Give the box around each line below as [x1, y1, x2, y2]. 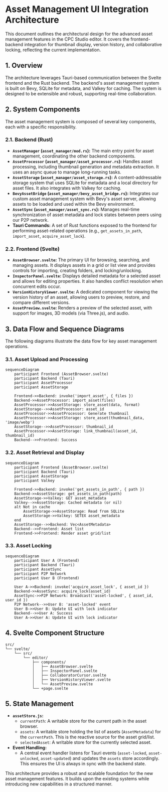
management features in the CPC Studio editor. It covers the [5, 36, 129, 42]
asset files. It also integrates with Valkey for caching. [12, 185, 121, 191]
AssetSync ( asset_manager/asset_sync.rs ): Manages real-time [12, 206, 140, 212]
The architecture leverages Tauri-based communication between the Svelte [5, 74, 161, 81]
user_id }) [5, 597, 28, 602]
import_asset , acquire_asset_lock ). [12, 233, 86, 239]
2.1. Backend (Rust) [5, 136, 53, 143]
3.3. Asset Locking [5, 542, 52, 549]
